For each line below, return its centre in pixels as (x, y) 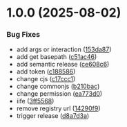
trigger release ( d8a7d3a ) (53, 116)
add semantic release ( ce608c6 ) (63, 65)
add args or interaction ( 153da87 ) (64, 49)
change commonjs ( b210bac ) (58, 86)
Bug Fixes (23, 35)
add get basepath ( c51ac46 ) (57, 57)
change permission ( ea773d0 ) (59, 94)
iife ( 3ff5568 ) (35, 101)
